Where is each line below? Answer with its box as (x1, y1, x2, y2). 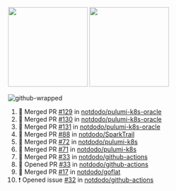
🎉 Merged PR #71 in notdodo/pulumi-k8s (18, 145, 137, 154)
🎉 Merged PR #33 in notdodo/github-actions (18, 153, 148, 161)
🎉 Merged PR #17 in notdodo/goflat (18, 168, 121, 176)
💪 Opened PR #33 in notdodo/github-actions (18, 160, 149, 168)
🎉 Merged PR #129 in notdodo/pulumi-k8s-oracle (18, 108, 162, 116)
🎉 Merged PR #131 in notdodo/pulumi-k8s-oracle (18, 122, 161, 131)
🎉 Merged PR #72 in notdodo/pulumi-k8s (18, 138, 139, 146)
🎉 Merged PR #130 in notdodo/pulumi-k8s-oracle (18, 115, 162, 123)
